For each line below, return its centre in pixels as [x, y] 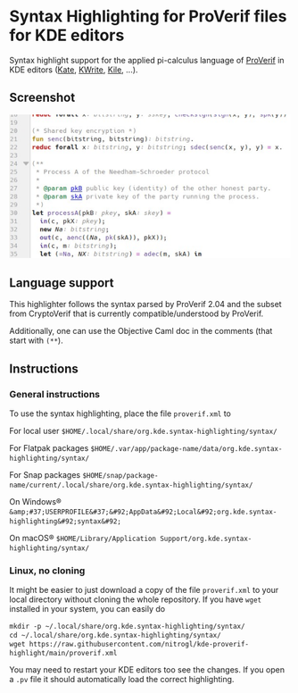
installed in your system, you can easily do [87, 609]
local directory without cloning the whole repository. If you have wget [135, 599]
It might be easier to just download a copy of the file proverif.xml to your [144, 590]
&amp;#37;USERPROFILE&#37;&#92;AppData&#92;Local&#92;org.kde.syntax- [143, 512]
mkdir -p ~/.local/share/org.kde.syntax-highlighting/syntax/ [127, 627]
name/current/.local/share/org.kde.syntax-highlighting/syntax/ [131, 485]
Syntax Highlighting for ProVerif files [148, 17]
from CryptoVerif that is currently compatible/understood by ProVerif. [137, 313]
